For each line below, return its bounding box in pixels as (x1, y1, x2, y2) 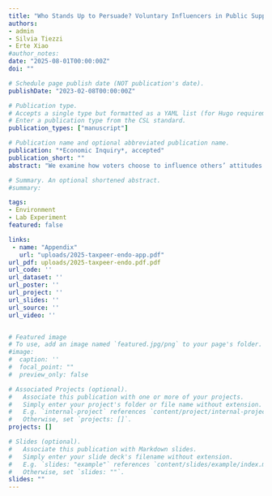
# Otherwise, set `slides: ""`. (8, 468, 125, 476)
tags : (8, 198, 27, 207)
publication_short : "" (8, 153, 85, 162)
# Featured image (8, 333, 67, 341)
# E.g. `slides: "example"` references (8, 460, 151, 468)
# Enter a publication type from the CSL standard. (8, 117, 186, 125)
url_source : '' (8, 304, 60, 312)
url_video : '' (8, 311, 57, 319)
